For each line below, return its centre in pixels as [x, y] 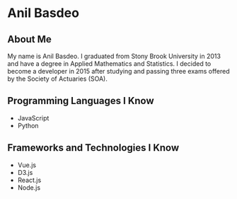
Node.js [29, 187]
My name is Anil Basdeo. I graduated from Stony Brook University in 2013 [114, 56]
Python [28, 125]
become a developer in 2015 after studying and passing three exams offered [118, 71]
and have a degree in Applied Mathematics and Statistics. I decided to [109, 64]
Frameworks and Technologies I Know [93, 148]
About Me [29, 39]
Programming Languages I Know [81, 101]
